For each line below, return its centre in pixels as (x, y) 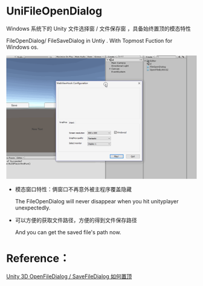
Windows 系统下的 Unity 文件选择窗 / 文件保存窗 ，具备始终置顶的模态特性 (99, 28)
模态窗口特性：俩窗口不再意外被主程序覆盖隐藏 (73, 189)
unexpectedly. (33, 208)
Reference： (38, 259)
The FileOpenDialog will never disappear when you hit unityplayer (97, 202)
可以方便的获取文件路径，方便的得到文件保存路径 (76, 220)
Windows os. (22, 47)
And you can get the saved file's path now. (68, 232)
